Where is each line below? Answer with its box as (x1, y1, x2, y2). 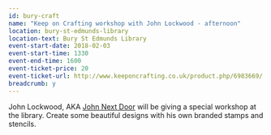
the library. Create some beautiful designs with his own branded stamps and (8, 110, 264, 120)
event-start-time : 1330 (8, 49, 89, 57)
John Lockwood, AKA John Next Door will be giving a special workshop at (8, 102, 257, 112)
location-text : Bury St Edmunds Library (8, 34, 148, 43)
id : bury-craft (8, 11, 60, 20)
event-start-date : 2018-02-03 (8, 42, 111, 50)
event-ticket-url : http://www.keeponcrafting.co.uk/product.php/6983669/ (8, 72, 264, 80)
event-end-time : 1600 (8, 57, 82, 65)
